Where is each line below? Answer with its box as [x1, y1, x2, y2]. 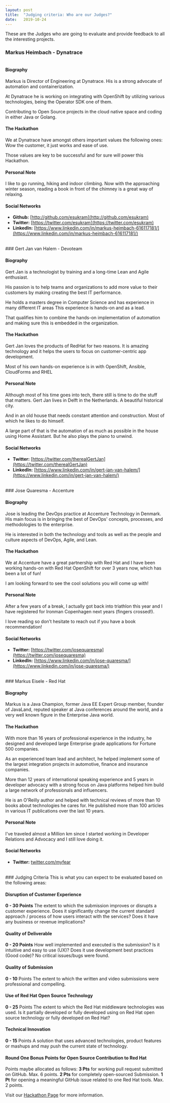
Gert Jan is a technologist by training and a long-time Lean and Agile [5, 269, 149, 275]
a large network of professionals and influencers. [5, 787, 108, 793]
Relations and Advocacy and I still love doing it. [5, 836, 104, 842]
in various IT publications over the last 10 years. [5, 808, 105, 814]
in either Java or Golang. [5, 114, 57, 120]
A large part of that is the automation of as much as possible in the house [5, 428, 159, 434]
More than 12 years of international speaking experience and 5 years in [5, 776, 154, 782]
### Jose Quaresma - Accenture [5, 488, 75, 494]
